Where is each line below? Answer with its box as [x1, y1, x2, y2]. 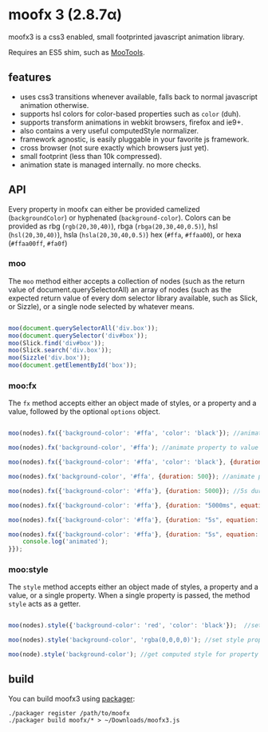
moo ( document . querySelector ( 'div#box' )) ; [8, 332, 148, 340]
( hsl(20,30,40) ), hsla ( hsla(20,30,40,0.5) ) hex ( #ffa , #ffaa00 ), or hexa [8, 229, 242, 239]
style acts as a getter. [8, 599, 81, 609]
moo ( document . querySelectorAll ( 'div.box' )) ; [8, 324, 159, 332]
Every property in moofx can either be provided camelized [8, 204, 201, 213]
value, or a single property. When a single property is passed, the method [8, 591, 250, 600]
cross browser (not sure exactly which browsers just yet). [19, 142, 209, 153]
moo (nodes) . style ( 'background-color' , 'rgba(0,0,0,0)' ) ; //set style [8, 636, 245, 644]
